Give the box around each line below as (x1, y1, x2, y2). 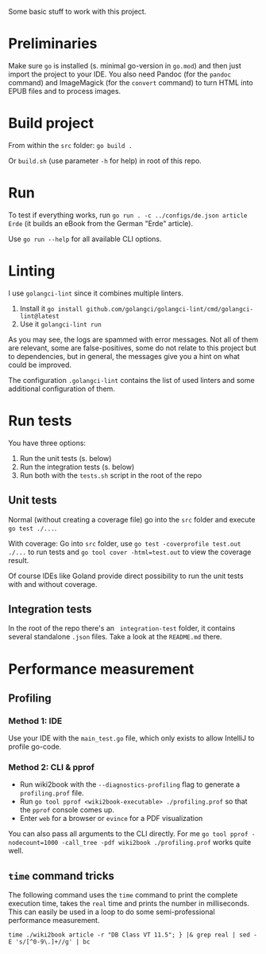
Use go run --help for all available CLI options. (8, 234, 162, 244)
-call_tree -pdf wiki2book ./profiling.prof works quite (61, 838, 252, 847)
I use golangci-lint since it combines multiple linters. (8, 288, 184, 298)
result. (8, 555, 29, 565)
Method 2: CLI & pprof (8, 762, 95, 773)
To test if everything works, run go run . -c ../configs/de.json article (8, 210, 248, 220)
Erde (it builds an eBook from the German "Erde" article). (8, 218, 193, 228)
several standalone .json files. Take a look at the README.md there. (8, 632, 222, 642)
